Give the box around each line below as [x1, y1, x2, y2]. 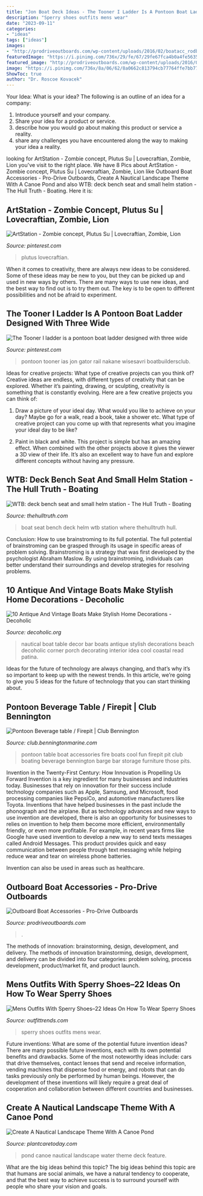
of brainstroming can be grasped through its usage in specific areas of [6, 542, 182, 549]
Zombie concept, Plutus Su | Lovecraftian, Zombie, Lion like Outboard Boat [6, 168, 192, 176]
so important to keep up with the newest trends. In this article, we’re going [6, 671, 192, 678]
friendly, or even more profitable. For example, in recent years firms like [6, 827, 185, 834]
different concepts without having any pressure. [14, 457, 135, 464]
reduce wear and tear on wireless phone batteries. [6, 853, 132, 860]
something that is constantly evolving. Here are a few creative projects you [6, 389, 193, 396]
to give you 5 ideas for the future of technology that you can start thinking [6, 678, 190, 685]
